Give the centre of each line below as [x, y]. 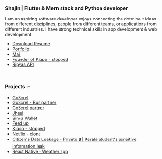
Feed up [20, 123]
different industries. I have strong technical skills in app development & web [81, 29]
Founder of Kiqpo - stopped [40, 60]
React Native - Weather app [40, 151]
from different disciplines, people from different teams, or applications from [81, 24]
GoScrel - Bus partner [34, 102]
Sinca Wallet [25, 118]
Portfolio [21, 49]
